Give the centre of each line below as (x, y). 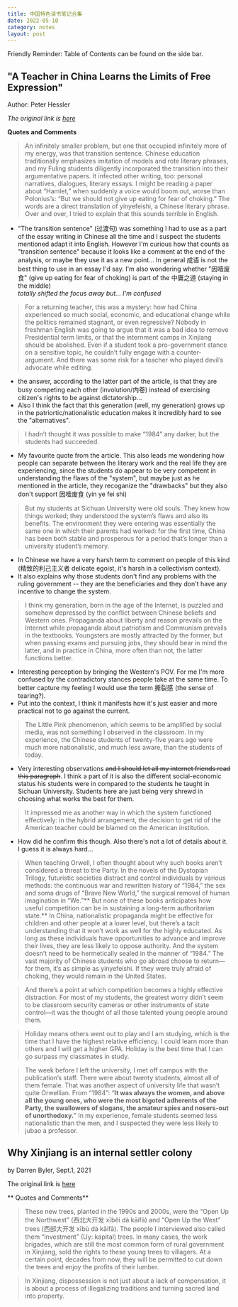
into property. (45, 1296)
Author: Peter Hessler (39, 104)
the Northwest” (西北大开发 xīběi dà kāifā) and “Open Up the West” (123, 1220)
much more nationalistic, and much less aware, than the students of (124, 748)
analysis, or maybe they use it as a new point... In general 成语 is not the (123, 260)
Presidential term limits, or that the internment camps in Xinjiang (118, 338)
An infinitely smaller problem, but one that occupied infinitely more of (126, 146)
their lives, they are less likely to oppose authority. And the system (121, 946)
